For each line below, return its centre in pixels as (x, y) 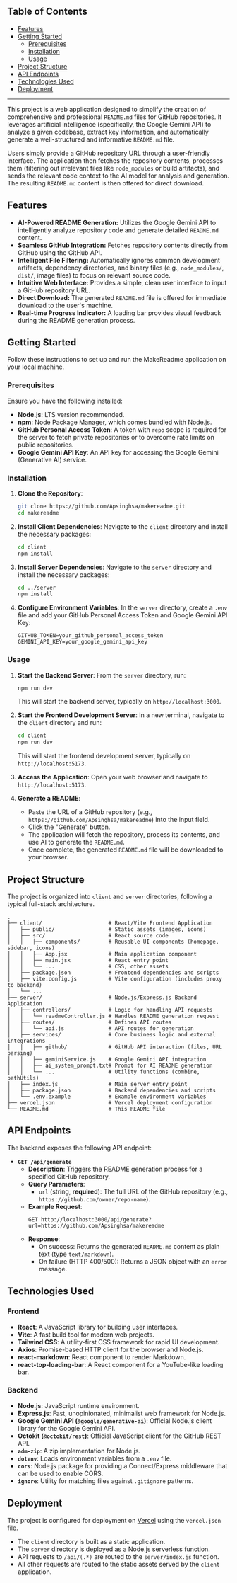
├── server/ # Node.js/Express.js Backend (102, 998)
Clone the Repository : (50, 493)
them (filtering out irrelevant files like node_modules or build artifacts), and (114, 168)
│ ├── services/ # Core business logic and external (112, 1035)
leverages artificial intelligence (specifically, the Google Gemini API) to (109, 124)
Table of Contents (48, 12)
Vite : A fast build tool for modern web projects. (86, 1335)
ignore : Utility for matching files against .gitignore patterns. (105, 1481)
